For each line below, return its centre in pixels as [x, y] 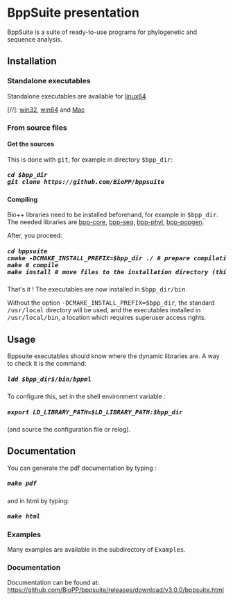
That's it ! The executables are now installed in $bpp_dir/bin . [97, 289]
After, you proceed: [35, 236]
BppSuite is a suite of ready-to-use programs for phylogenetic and [102, 32]
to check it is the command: [47, 364]
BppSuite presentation [74, 13]
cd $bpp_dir [27, 175]
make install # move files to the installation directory [108, 272]
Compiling [23, 199]
